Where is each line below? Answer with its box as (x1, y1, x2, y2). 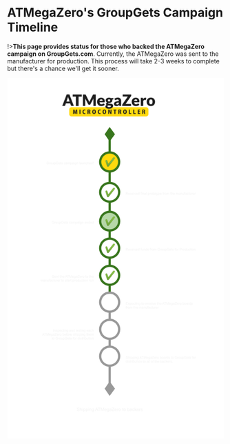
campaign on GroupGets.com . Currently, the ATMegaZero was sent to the (7, 50, 219, 58)
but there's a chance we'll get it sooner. (7, 64, 119, 72)
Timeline (7, 19, 59, 35)
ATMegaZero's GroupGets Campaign (7, 5, 224, 21)
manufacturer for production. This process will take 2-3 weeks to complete (7, 57, 220, 65)
